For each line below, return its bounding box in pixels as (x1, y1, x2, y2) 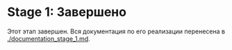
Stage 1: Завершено (7, 4, 127, 20)
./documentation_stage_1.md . (7, 34, 90, 42)
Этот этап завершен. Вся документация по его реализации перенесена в (7, 27, 226, 35)
